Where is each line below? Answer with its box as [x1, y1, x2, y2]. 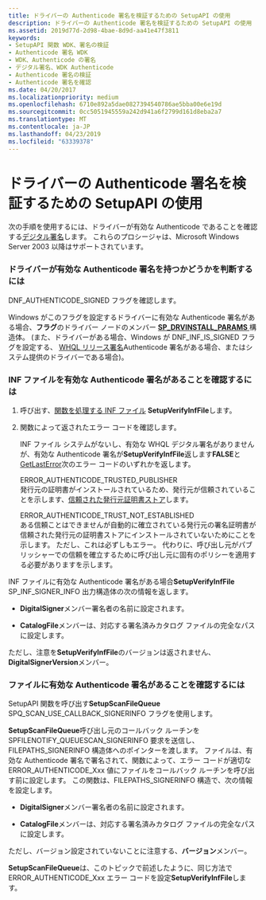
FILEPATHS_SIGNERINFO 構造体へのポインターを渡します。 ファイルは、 [8, 745, 246, 755]
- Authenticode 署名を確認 [8, 78, 91, 86]
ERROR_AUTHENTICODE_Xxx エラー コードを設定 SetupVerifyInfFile [8, 873, 233, 882]
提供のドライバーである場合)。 [29, 352, 129, 362]
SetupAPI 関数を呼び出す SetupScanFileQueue [8, 698, 161, 709]
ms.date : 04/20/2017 [8, 85, 77, 94]
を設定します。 [8, 785, 57, 795]
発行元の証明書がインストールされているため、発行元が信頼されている [19, 485, 249, 495]
